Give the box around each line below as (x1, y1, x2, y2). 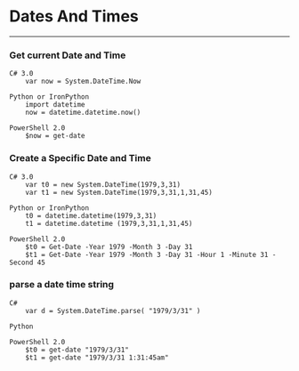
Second (9, 258, 34, 267)
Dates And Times (9, 6, 140, 27)
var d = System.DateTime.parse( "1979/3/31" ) (25, 306, 201, 315)
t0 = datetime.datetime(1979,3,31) (25, 211, 158, 220)
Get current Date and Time (9, 49, 126, 61)
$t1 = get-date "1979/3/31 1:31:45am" (25, 353, 169, 362)
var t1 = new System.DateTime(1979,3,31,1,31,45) (25, 188, 214, 197)
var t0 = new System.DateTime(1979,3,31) (25, 180, 181, 189)
